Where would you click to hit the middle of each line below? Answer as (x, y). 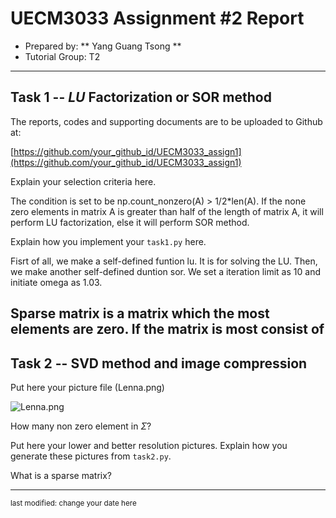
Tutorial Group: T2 (62, 56)
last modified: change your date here (73, 503)
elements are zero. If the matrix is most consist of (167, 329)
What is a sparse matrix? (61, 475)
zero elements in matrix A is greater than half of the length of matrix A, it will (167, 211)
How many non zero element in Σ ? (81, 426)
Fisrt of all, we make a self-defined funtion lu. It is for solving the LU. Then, (164, 261)
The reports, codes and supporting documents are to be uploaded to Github (166, 121)
